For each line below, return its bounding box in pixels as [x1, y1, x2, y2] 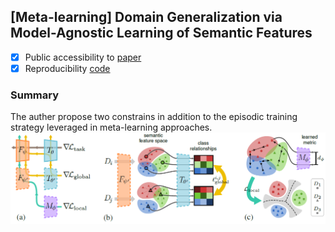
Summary [10, 88, 60, 102]
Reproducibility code [24, 62, 111, 74]
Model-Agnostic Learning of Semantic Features [10, 25, 313, 42]
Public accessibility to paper [24, 51, 142, 63]
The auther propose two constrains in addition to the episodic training [10, 111, 298, 123]
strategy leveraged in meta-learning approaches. [10, 121, 213, 134]
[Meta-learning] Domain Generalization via [10, 9, 283, 26]
